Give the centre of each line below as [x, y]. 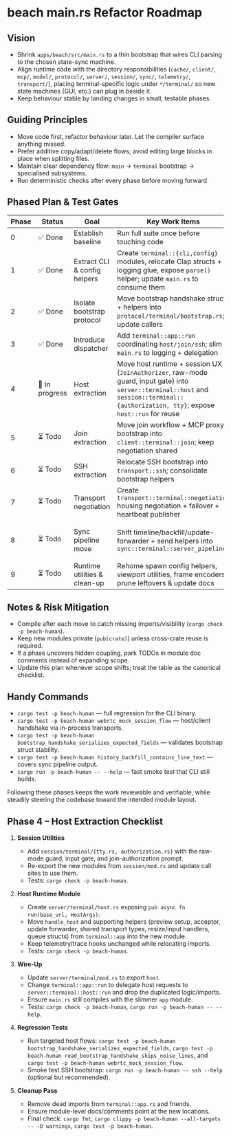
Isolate [85, 303]
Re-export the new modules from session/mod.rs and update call [119, 866]
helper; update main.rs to [157, 279]
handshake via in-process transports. [70, 728]
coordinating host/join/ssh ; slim [169, 344]
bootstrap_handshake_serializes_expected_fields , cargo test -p [120, 1048]
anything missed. [42, 144]
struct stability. [38, 750]
